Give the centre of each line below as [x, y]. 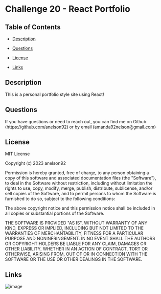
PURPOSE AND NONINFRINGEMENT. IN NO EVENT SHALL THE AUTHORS [80, 239]
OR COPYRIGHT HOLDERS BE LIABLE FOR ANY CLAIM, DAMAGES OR [76, 244]
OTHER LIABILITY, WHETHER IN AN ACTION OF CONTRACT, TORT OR [76, 249]
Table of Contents [33, 27]
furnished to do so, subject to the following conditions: [60, 199]
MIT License [18, 154]
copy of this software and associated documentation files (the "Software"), [81, 178]
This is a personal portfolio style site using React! [55, 94]
